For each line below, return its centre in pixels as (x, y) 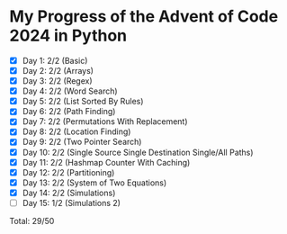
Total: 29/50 (32, 220)
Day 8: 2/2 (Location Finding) (76, 131)
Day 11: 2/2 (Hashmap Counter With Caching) (106, 162)
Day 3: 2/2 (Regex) (57, 81)
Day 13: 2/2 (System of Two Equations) (94, 183)
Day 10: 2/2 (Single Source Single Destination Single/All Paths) (138, 152)
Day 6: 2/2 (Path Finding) (69, 112)
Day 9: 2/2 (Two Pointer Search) (82, 142)
